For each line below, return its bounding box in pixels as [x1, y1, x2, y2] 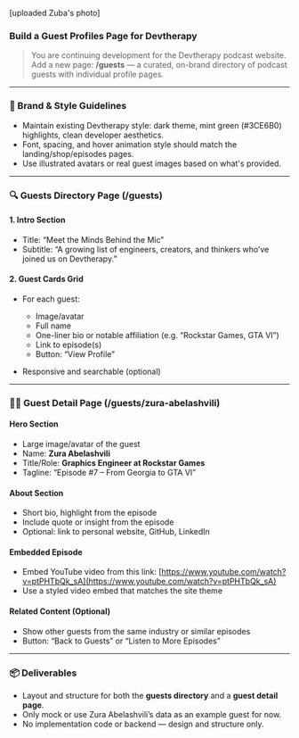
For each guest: [21, 294, 80, 304]
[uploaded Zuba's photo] [9, 8, 101, 18]
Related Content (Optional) [9, 606, 111, 617]
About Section [9, 487, 64, 498]
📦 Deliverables [9, 667, 77, 679]
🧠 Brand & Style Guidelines [9, 100, 127, 112]
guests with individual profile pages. [30, 69, 165, 79]
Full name [35, 320, 71, 331]
